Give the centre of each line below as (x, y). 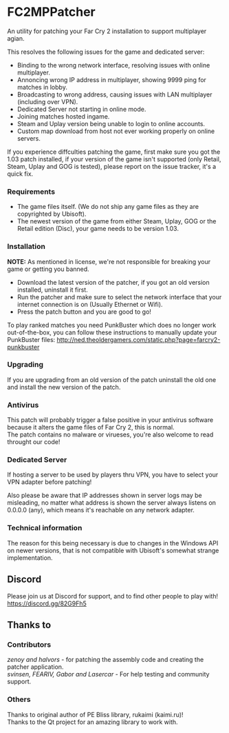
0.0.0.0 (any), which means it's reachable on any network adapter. (101, 510)
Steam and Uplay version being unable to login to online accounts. (111, 123)
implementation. (30, 558)
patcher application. (35, 667)
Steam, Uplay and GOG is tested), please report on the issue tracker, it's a (112, 166)
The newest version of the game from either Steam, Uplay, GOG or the (117, 221)
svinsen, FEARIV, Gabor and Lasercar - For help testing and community (108, 674)
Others (19, 699)
